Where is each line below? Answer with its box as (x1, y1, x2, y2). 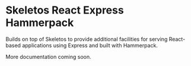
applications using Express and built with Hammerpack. (22, 42, 158, 49)
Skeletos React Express (5, 4, 124, 17)
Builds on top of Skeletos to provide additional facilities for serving (5, 35, 168, 42)
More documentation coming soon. (5, 53, 91, 60)
